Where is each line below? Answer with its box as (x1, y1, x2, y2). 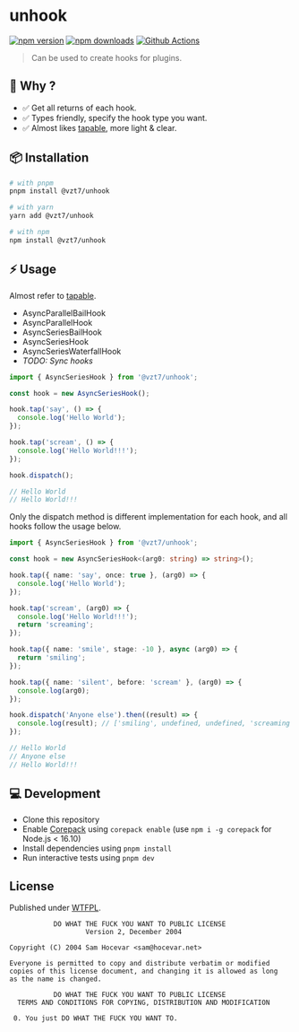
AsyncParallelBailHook (21, 307, 106, 319)
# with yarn (9, 203, 54, 212)
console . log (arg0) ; (17, 686, 90, 695)
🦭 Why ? (9, 78, 56, 94)
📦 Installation (9, 150, 90, 166)
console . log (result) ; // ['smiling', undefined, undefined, (17, 719, 246, 728)
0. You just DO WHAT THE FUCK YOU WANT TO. (13, 1014, 178, 1023)
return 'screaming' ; (17, 620, 94, 629)
